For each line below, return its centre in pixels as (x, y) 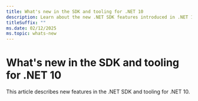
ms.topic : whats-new (32, 34)
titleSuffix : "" (26, 22)
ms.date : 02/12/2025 (32, 28)
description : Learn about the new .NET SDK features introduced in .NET (97, 17)
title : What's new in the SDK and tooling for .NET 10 (75, 12)
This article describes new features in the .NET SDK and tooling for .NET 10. (98, 92)
